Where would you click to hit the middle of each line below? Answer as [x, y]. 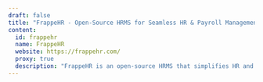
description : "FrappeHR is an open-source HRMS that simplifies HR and [135, 66]
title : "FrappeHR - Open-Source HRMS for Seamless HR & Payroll [115, 23]
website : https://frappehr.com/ [68, 52]
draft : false [29, 15]
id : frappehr [36, 37]
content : [22, 30]
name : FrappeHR [40, 45]
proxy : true [35, 59]
